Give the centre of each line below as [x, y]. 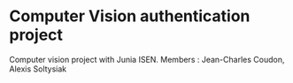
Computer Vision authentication [130, 16]
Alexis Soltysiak [38, 69]
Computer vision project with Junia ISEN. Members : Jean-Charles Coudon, [147, 59]
